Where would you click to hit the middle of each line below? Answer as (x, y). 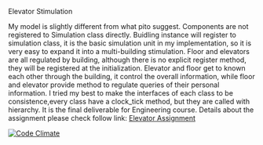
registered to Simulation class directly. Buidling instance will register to (122, 35)
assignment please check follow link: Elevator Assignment (102, 118)
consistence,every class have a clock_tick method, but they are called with (129, 101)
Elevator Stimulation (40, 11)
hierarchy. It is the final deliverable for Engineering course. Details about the (131, 110)
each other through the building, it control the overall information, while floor (131, 76)
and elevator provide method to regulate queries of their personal (114, 85)
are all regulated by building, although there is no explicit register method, (128, 60)
